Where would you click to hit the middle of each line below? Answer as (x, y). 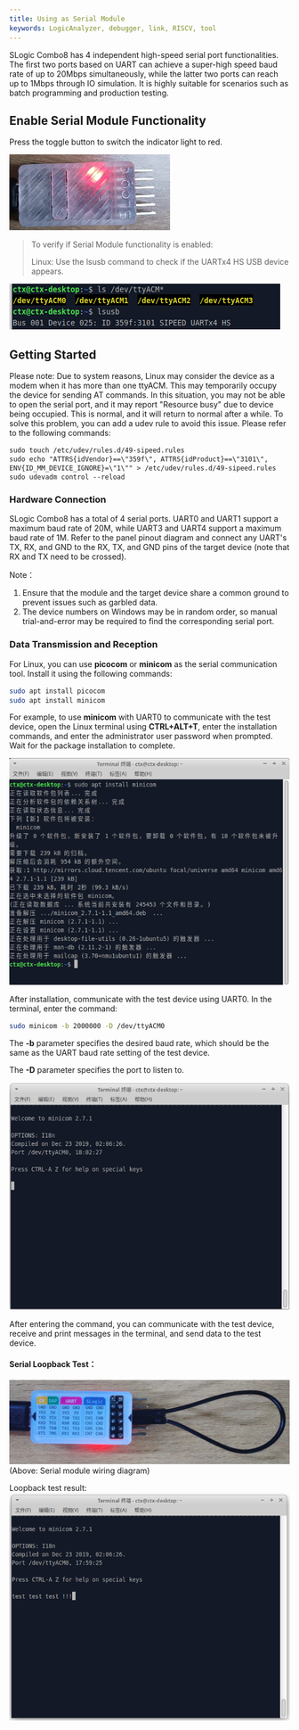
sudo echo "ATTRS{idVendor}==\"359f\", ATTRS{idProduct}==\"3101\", (139, 459)
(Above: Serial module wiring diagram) (80, 1470)
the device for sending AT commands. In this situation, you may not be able (147, 395)
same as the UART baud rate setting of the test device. (110, 1052)
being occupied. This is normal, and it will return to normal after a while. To (146, 414)
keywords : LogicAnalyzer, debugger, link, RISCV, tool (113, 28)
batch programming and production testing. (89, 93)
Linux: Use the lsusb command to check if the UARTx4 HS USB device (160, 262)
